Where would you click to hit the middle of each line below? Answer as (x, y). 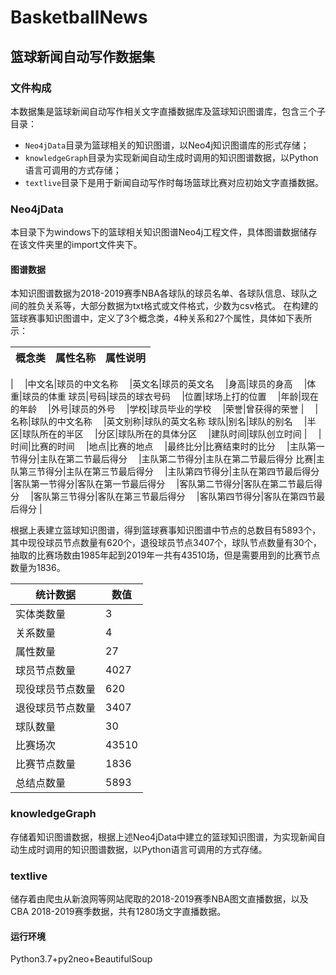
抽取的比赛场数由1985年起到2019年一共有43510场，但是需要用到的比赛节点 (165, 555)
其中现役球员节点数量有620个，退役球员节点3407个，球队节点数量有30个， (166, 543)
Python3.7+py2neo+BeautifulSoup (81, 959)
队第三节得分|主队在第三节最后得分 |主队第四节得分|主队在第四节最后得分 (165, 472)
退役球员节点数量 (56, 708)
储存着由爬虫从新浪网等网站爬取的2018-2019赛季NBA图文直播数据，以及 (159, 898)
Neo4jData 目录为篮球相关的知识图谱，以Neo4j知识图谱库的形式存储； (167, 145)
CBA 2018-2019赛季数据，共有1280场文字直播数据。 (118, 911)
